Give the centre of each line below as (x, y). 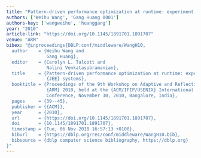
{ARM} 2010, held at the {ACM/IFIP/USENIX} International (120, 90)
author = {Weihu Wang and (48, 51)
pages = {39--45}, (40, 101)
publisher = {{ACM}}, (39, 107)
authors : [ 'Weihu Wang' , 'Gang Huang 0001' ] (63, 17)
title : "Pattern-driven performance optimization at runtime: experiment (100, 12)
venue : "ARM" (22, 40)
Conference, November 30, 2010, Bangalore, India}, (112, 96)
